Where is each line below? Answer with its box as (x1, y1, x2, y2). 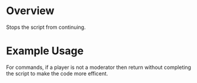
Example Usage (6, 44, 84, 58)
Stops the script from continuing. (6, 24, 86, 31)
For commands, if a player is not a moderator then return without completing (6, 64, 191, 71)
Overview (6, 4, 55, 18)
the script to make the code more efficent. (6, 69, 108, 77)
